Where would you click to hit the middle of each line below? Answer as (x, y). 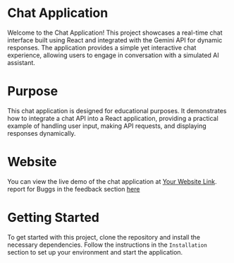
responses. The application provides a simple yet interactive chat (102, 47)
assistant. (21, 62)
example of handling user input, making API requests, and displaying (107, 126)
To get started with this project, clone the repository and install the (104, 237)
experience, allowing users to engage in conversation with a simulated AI (113, 55)
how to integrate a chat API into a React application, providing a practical (113, 118)
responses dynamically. (42, 133)
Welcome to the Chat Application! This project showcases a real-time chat (115, 33)
